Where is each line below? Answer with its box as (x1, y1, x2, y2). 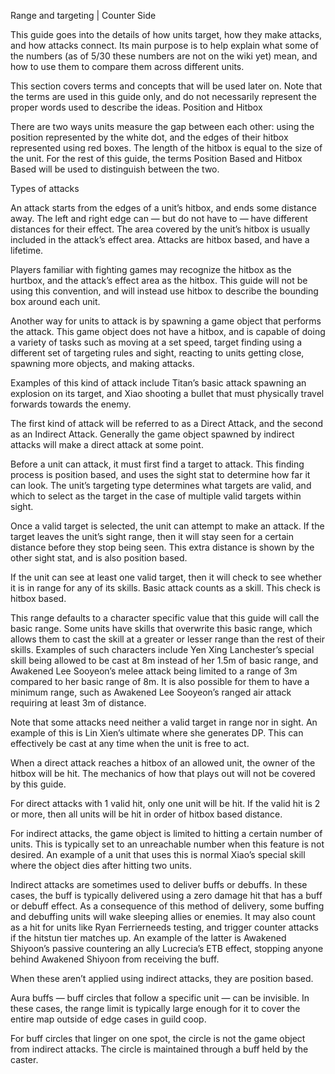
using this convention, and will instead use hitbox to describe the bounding (10, 285, 319, 297)
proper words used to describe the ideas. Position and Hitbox (10, 101, 263, 113)
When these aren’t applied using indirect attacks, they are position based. (10, 973, 314, 984)
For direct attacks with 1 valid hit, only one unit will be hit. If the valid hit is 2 (10, 798, 321, 809)
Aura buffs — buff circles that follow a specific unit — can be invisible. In (10, 992, 310, 1004)
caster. (10, 1054, 39, 1065)
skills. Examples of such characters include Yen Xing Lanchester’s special (10, 644, 315, 655)
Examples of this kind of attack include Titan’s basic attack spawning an (10, 377, 307, 389)
